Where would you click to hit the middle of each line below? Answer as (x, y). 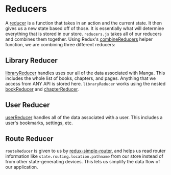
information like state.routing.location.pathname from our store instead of (84, 156)
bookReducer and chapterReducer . (42, 89)
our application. (22, 167)
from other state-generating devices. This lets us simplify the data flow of (83, 162)
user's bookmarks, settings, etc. (39, 123)
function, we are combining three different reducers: (60, 44)
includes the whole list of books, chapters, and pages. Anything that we (81, 78)
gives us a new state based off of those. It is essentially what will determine (85, 28)
